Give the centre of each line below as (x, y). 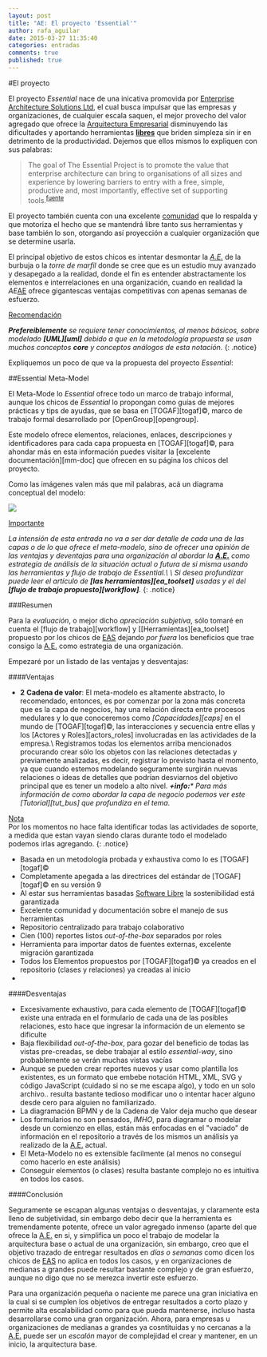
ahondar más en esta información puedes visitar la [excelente (110, 452)
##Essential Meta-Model (49, 378)
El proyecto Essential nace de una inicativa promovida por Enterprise (122, 98)
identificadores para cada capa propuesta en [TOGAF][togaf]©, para (121, 443)
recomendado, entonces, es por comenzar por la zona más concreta (132, 701)
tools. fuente (46, 199)
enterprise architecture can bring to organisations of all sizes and (135, 173)
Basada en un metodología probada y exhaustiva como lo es (119, 859)
